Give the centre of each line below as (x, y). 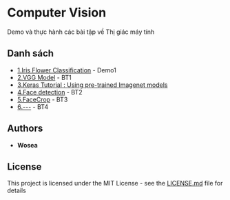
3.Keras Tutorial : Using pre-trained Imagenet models (92, 85)
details (17, 190)
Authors (25, 129)
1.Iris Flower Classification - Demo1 (67, 70)
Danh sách (30, 53)
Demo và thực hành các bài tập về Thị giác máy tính (81, 32)
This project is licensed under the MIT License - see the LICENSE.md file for (115, 183)
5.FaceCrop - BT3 (42, 99)
